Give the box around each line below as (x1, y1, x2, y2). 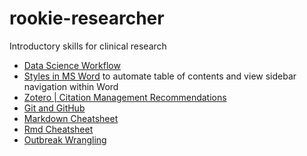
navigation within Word (23, 80, 119, 92)
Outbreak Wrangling (23, 133, 107, 146)
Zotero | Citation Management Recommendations (23, 91, 227, 103)
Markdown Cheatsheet (23, 112, 119, 124)
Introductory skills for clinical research (9, 40, 167, 52)
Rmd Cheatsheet (23, 123, 94, 135)
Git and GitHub (23, 102, 86, 114)
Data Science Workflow (23, 59, 121, 71)
